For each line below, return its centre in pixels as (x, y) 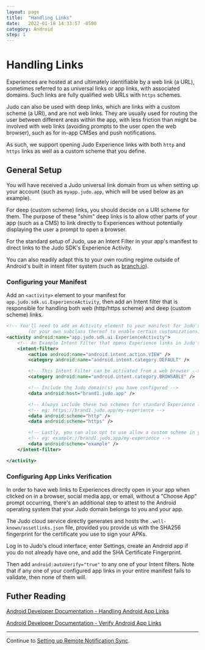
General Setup (34, 170)
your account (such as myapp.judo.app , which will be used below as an (95, 191)
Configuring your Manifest (47, 282)
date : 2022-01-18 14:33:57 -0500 (52, 23)
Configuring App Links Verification (59, 476)
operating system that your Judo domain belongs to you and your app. (95, 509)
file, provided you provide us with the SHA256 (123, 527)
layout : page (23, 12)
